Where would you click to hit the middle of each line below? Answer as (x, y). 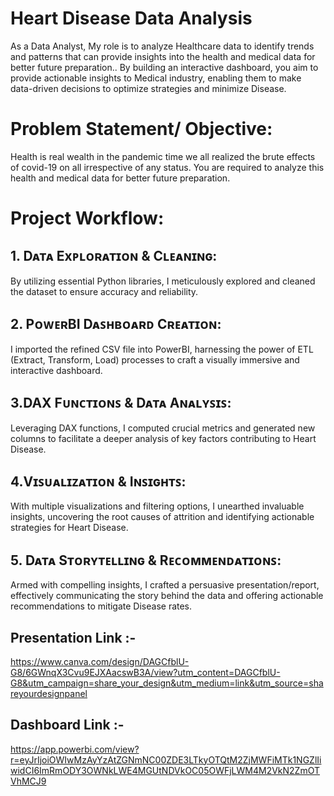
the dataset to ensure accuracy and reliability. (104, 291)
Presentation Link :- (73, 637)
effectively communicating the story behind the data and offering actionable (167, 596)
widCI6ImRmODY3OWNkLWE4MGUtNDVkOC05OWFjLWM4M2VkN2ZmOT (165, 770)
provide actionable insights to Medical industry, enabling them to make (156, 78)
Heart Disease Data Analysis (131, 18)
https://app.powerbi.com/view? (75, 749)
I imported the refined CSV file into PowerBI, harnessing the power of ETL (162, 349)
